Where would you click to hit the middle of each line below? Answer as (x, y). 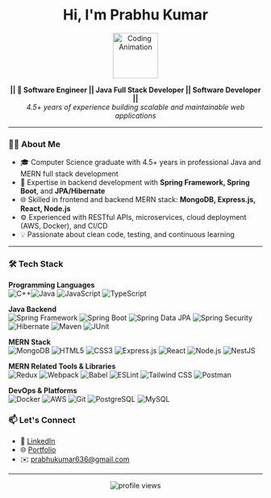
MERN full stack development (69, 174)
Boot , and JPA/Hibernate (63, 191)
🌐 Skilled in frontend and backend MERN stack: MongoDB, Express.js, (138, 200)
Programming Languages (52, 285)
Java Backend (33, 309)
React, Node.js (45, 209)
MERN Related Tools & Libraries (62, 366)
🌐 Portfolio (38, 449)
